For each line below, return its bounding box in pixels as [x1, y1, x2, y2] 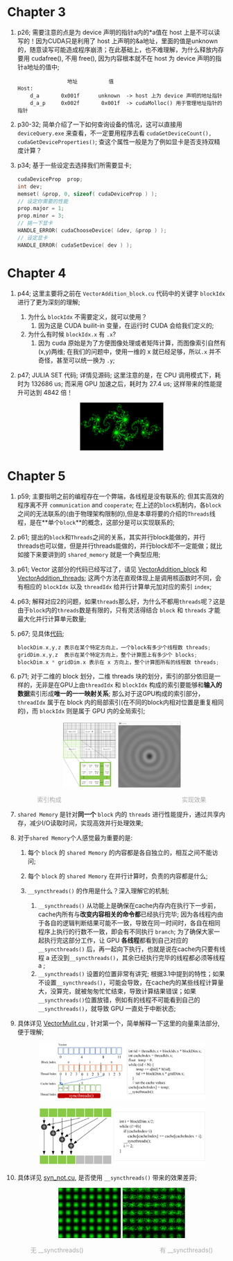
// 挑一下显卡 [17, 220, 53, 227]
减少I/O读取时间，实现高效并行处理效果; [29, 818, 144, 827]
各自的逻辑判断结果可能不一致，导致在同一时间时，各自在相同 [44, 918, 221, 927]
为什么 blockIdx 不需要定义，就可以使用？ [27, 312, 148, 320]
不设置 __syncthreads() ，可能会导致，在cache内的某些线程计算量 [37, 978, 224, 986]
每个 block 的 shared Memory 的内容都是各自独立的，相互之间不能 [27, 848, 213, 856]
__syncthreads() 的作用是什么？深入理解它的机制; [27, 886, 170, 895]
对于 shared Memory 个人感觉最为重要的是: [17, 833, 133, 842]
